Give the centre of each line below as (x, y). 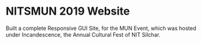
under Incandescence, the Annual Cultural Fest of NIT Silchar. (83, 34)
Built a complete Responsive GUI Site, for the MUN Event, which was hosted (101, 28)
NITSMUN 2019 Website (68, 11)
